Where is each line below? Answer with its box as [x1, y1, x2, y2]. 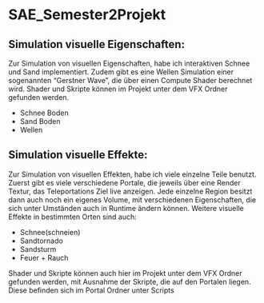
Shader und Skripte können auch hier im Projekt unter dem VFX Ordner [8, 268, 242, 277]
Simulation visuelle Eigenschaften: [8, 38, 186, 51]
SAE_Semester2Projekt [8, 6, 166, 24]
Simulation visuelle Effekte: [8, 148, 148, 161]
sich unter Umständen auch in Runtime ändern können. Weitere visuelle [8, 203, 244, 213]
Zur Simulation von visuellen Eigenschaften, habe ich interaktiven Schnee [8, 58, 250, 68]
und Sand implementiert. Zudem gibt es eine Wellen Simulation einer [8, 67, 234, 77]
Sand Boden [19, 117, 61, 126]
